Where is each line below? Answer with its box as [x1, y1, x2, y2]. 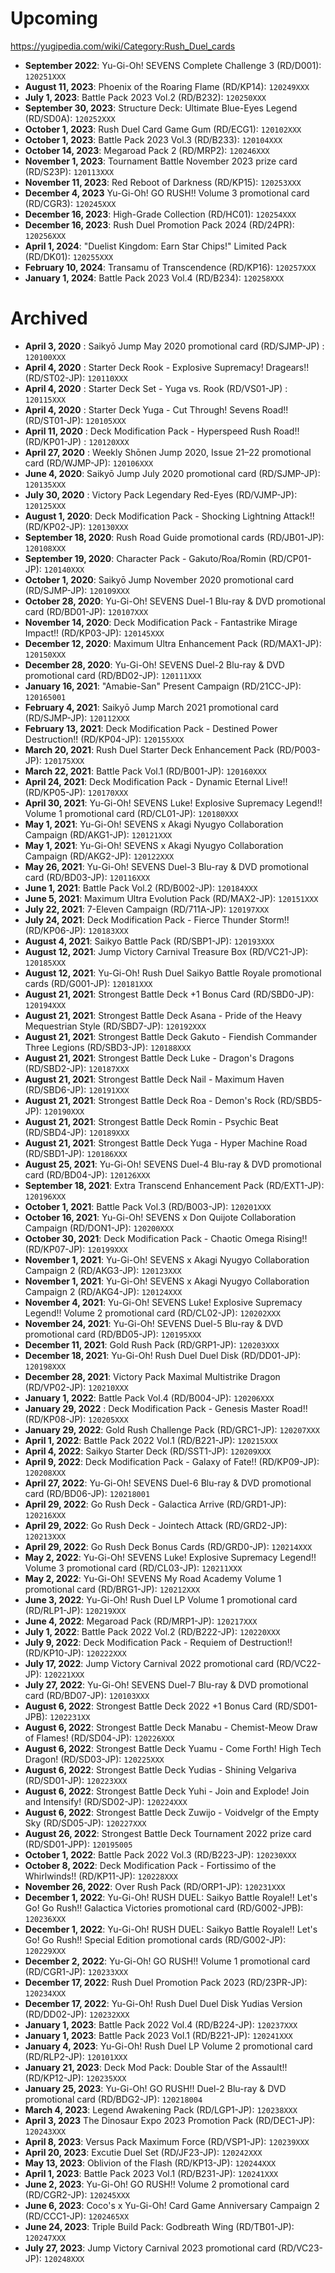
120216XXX [24, 1510, 67, 1521]
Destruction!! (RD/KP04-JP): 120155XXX [24, 733, 185, 745]
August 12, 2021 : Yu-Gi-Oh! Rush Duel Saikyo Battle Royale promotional [24, 967, 322, 979]
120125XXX [24, 501, 67, 511]
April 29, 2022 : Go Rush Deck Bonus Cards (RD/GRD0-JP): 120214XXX [24, 1540, 313, 1552]
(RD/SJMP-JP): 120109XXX [24, 584, 130, 596]
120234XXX [24, 1988, 67, 1999]
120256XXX [24, 231, 67, 241]
